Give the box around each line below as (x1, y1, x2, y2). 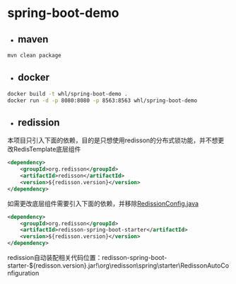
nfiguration (7, 269, 40, 277)
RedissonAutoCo (179, 261, 230, 270)
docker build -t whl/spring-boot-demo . (7, 90, 129, 97)
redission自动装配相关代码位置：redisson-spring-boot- (7, 254, 167, 261)
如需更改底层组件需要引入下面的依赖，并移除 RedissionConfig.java (7, 199, 199, 208)
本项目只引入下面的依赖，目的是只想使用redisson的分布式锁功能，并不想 (7, 136, 218, 144)
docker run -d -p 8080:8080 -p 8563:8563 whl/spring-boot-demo (7, 97, 198, 104)
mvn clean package (7, 52, 61, 59)
